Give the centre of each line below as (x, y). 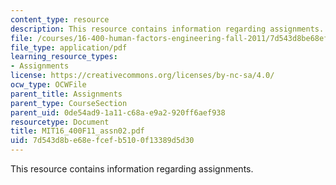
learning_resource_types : (64, 57)
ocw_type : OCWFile (48, 85)
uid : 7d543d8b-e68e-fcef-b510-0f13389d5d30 (102, 141)
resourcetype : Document (60, 122)
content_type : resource (60, 19)
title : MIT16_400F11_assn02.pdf (77, 131)
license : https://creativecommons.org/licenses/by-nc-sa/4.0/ (142, 76)
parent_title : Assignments (66, 94)
